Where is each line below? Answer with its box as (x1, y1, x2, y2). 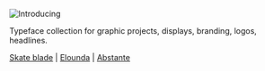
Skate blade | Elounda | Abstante (9, 52, 130, 62)
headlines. (9, 35, 48, 45)
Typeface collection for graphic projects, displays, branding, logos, (9, 26, 258, 35)
